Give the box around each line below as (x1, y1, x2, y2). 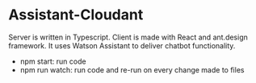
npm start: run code (19, 56, 86, 66)
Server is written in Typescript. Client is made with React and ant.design (8, 32, 248, 42)
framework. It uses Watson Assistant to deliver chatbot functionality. (8, 40, 236, 50)
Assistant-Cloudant (8, 6, 144, 24)
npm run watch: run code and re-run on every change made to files (19, 64, 245, 74)
